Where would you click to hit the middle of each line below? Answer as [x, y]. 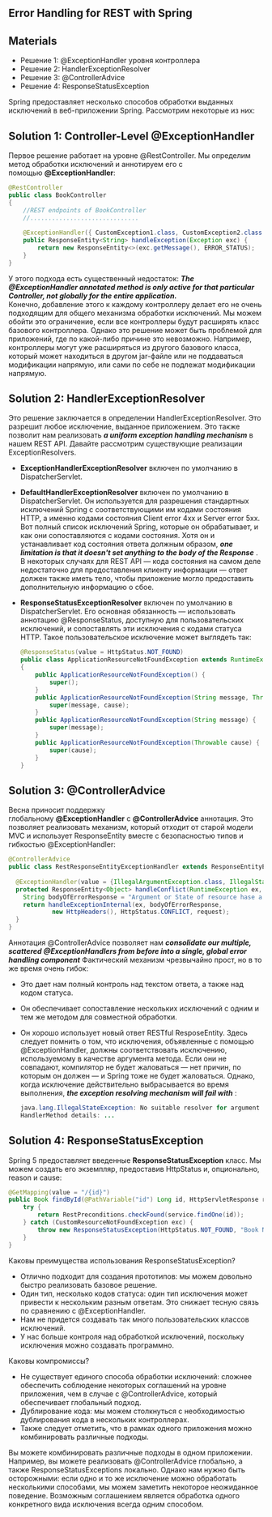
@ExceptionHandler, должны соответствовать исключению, [123, 1050]
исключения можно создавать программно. [97, 1345]
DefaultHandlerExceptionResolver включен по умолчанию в [124, 493]
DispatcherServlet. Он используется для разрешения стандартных [134, 501]
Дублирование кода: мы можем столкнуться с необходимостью [132, 1411]
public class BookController [57, 195]
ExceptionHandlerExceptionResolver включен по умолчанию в [129, 468]
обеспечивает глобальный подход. [81, 1402]
